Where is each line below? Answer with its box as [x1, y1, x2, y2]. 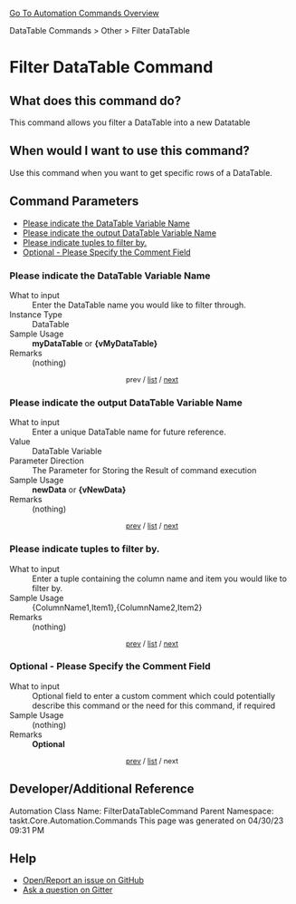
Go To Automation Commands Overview [9, 8, 160, 18]
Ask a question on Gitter [22, 884, 113, 896]
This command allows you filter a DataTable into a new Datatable [9, 117, 251, 128]
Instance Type [9, 308, 63, 320]
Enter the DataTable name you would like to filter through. [32, 299, 246, 310]
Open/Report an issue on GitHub [22, 875, 145, 886]
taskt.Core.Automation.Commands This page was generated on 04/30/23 [9, 815, 284, 826]
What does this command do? [9, 92, 182, 108]
